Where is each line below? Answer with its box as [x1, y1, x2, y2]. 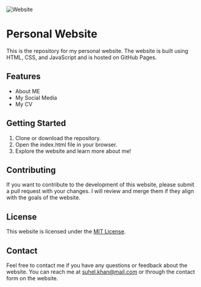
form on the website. [6, 275, 58, 282]
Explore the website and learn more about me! [15, 147, 132, 155]
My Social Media [15, 94, 57, 101]
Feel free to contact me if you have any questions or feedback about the [6, 262, 188, 269]
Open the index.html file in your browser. [15, 141, 118, 148]
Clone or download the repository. [15, 134, 102, 141]
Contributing [6, 165, 56, 175]
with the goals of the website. [6, 194, 81, 201]
